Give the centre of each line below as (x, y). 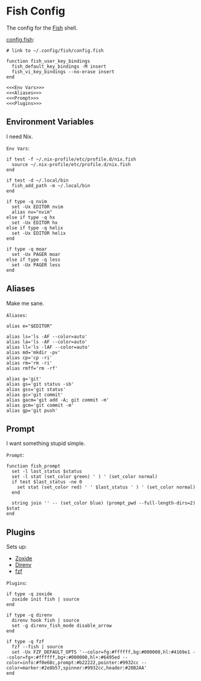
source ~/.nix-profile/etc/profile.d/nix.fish (71, 164)
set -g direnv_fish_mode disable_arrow (62, 626)
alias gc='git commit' (35, 395)
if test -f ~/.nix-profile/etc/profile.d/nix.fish (71, 159)
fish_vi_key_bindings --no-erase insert (63, 72)
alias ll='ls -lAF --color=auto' (48, 347)
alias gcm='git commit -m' (40, 405)
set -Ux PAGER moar (36, 254)
